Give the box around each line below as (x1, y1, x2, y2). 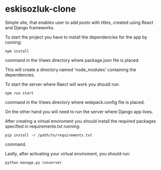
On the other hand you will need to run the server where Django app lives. (5, 109, 153, 114)
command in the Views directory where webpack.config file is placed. (5, 99, 145, 105)
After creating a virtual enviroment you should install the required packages (5, 118, 156, 124)
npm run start (5, 91, 34, 95)
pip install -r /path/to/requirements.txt (5, 132, 92, 137)
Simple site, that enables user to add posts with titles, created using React (5, 19, 153, 25)
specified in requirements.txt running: (5, 123, 80, 129)
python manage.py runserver (5, 160, 62, 165)
